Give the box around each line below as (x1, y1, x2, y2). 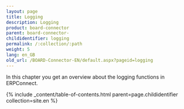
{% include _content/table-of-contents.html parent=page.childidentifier (6, 91, 178, 98)
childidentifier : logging (6, 36, 69, 41)
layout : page (6, 8, 38, 15)
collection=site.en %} (6, 97, 58, 104)
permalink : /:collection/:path (6, 41, 83, 47)
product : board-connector (6, 24, 69, 31)
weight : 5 (6, 47, 30, 52)
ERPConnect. (6, 79, 38, 86)
